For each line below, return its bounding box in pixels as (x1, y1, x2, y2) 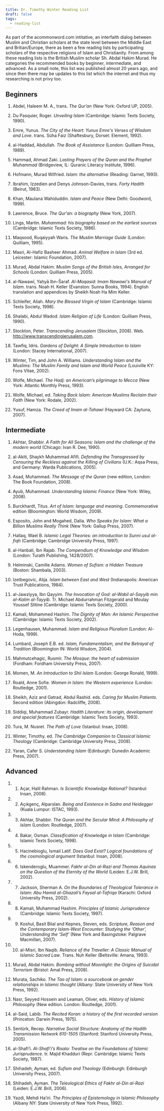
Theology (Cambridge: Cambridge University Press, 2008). (12, 738, 132, 744)
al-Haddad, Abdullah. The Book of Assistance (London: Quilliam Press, (12, 142, 155, 148)
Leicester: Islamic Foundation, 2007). (12, 254, 87, 260)
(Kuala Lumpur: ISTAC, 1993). (20, 806, 80, 812)
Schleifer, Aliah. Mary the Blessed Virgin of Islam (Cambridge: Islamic (12, 298, 153, 304)
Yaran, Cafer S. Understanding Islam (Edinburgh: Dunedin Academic (12, 748, 150, 754)
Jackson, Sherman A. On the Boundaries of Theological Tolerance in (20, 884, 158, 890)
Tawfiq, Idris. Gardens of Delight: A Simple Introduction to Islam (12, 343, 141, 348)
